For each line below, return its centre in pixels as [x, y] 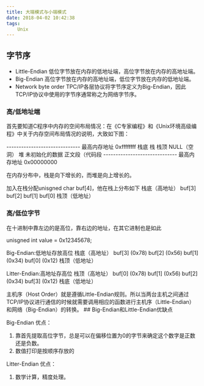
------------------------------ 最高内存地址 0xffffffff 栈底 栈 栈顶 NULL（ [97, 147]
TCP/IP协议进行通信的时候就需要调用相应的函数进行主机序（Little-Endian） [100, 301]
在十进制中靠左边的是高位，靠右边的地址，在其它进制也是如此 [84, 228]
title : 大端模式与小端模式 [37, 12]
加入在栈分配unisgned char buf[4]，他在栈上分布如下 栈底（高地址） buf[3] [101, 188]
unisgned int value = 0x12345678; [49, 240]
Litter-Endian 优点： [31, 364]
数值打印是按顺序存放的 [45, 350]
